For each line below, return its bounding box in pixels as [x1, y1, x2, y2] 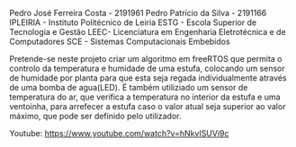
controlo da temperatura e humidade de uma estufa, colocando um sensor [9, 63, 285, 73]
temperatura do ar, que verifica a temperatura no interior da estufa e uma [9, 91, 281, 102]
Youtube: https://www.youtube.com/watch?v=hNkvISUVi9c [9, 128, 229, 138]
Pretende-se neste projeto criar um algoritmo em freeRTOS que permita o [9, 54, 283, 64]
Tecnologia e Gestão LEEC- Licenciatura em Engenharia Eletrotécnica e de [9, 27, 286, 37]
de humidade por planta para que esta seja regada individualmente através [9, 73, 287, 83]
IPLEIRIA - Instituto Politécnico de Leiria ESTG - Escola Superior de [9, 17, 257, 28]
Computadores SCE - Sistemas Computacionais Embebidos [9, 36, 231, 47]
